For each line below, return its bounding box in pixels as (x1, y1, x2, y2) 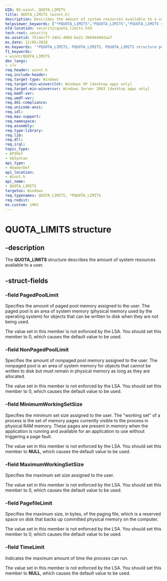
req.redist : (5, 198, 30, 203)
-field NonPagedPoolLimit (5, 346, 69, 353)
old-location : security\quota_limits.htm (5, 26, 92, 31)
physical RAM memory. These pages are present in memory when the (5, 423, 148, 429)
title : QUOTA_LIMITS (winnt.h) (5, 12, 70, 17)
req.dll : (5, 137, 23, 142)
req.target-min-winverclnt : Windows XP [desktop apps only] (5, 81, 133, 86)
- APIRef (5, 151, 23, 156)
